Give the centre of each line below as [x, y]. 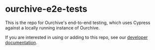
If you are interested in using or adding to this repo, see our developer [77, 37]
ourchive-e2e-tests [46, 9]
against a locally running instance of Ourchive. [52, 27]
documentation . [21, 42]
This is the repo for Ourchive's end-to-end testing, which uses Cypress [78, 23]
